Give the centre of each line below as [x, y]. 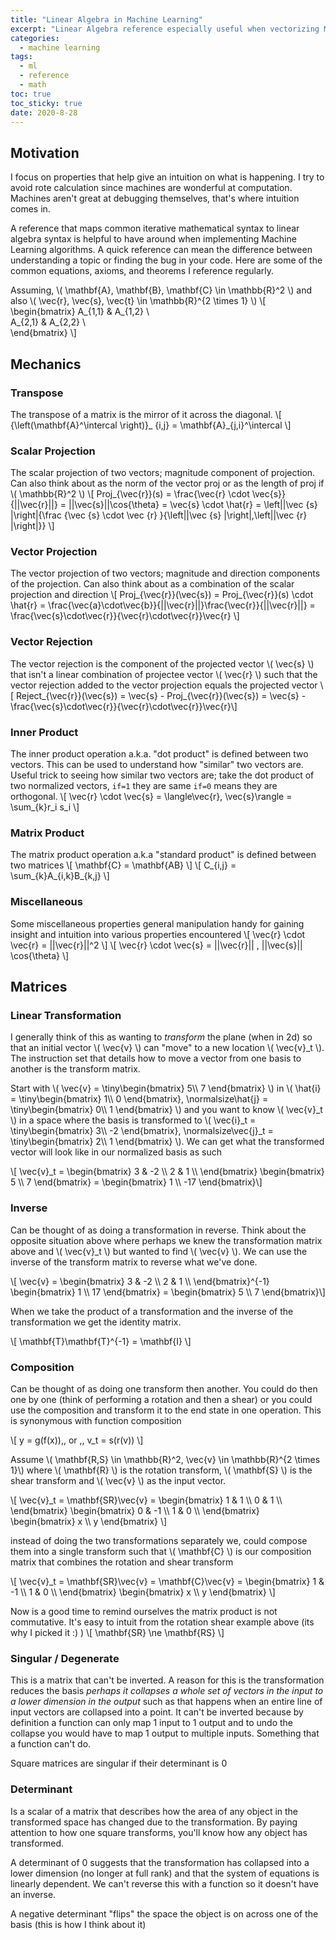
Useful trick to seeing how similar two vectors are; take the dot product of [162, 775]
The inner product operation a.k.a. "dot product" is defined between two [159, 754]
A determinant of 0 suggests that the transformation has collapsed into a [160, 1862]
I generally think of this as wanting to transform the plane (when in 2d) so [161, 1037]
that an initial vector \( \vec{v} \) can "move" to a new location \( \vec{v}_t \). [167, 1048]
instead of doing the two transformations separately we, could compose [159, 1540]
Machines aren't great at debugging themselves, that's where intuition [155, 198]
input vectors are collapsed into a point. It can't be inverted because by [157, 1712]
